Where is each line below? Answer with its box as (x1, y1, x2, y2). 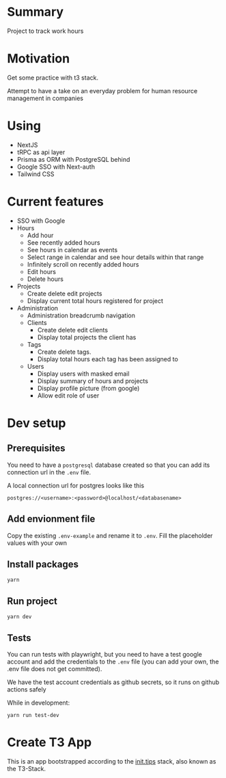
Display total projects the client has (37, 333, 137, 341)
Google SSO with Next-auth (16, 162, 96, 171)
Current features (7, 194, 104, 209)
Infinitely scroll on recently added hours (27, 260, 139, 268)
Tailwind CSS (16, 169, 55, 178)
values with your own (7, 539, 67, 547)
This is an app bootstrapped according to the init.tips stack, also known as (7, 757, 216, 765)
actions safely (7, 685, 46, 693)
